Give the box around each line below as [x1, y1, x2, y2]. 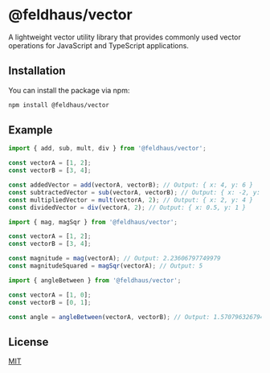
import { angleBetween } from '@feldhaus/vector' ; [8, 276, 182, 285]
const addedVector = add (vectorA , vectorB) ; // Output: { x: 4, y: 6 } [8, 181, 253, 190]
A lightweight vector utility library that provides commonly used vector [8, 32, 241, 42]
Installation [8, 64, 66, 78]
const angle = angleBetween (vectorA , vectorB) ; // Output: [8, 313, 211, 321]
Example [8, 123, 53, 137]
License [8, 335, 49, 349]
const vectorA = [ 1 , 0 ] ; [8, 291, 92, 299]
